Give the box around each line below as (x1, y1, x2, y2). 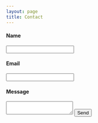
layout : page (6, 8, 38, 15)
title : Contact (6, 14, 43, 20)
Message (6, 88, 29, 95)
